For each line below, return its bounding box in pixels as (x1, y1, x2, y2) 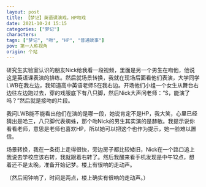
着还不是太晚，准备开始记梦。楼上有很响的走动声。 (6, 161, 135, 168)
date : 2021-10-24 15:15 (6, 20, 67, 26)
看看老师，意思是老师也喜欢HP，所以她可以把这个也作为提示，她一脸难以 (6, 125, 191, 132)
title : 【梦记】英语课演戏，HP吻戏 (6, 15, 86, 21)
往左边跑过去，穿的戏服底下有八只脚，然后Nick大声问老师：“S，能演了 (11, 89, 190, 97)
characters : (6, 32, 37, 38)
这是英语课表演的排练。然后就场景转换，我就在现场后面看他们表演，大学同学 (6, 74, 200, 81)
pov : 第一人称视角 (6, 43, 48, 50)
